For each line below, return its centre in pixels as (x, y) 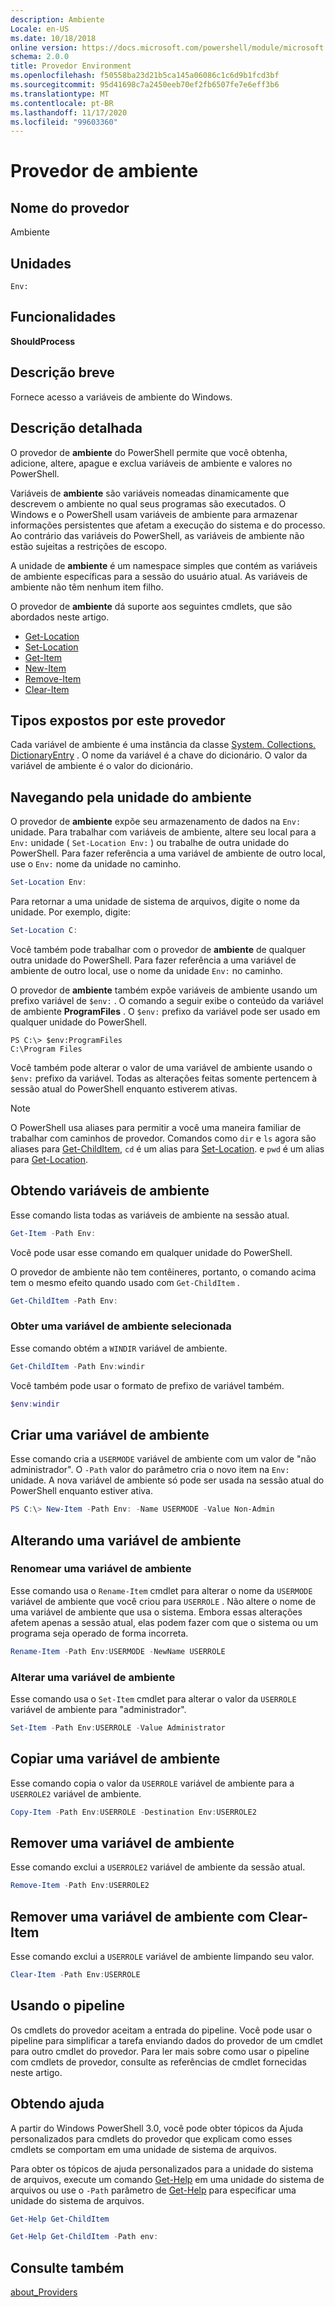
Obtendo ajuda (57, 2104)
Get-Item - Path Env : (53, 1233)
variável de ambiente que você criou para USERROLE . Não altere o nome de (163, 1601)
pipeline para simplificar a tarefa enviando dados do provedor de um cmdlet (166, 2040)
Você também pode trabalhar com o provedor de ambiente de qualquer (158, 949)
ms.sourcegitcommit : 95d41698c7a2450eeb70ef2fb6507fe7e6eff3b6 (145, 85)
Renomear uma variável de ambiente (101, 1569)
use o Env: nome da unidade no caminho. (96, 864)
